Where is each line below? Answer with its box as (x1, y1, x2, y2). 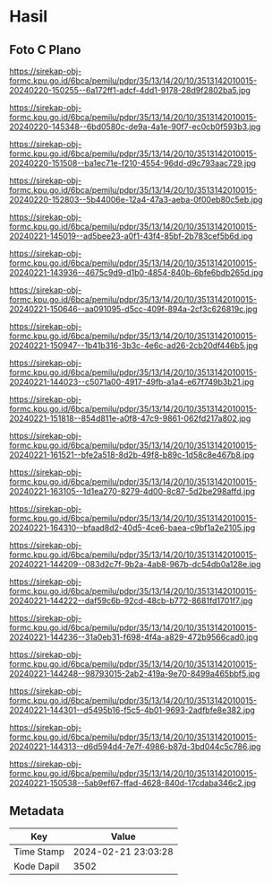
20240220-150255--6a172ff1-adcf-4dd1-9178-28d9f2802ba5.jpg (9, 85, 251, 95)
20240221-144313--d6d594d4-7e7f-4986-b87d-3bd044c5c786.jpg (9, 741, 261, 751)
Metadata (9, 803, 64, 818)
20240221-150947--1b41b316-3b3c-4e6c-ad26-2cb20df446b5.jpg (9, 340, 259, 351)
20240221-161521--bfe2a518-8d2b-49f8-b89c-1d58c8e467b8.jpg (9, 450, 255, 460)
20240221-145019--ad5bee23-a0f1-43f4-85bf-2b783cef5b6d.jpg (9, 231, 253, 241)
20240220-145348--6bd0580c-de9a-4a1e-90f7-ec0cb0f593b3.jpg (9, 121, 261, 132)
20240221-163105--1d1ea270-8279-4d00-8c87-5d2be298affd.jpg (9, 486, 256, 496)
